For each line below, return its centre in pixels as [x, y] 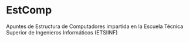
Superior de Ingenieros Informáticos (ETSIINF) [62, 32]
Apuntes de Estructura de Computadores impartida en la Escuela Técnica [95, 26]
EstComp [29, 10]
